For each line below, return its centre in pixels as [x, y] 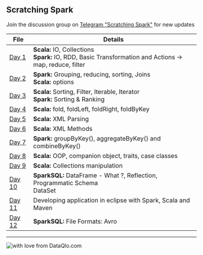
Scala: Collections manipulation [78, 165]
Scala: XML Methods [63, 128]
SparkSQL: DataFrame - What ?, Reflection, [95, 175]
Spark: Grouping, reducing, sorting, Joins [92, 74]
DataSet [44, 190]
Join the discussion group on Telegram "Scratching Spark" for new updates [101, 24]
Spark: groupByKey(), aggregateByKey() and [97, 138]
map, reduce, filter [59, 65]
